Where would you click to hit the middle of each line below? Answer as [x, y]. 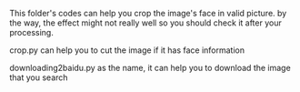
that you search [39, 77]
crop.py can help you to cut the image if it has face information [127, 50]
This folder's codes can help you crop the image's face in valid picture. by [148, 13]
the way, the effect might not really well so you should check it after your [145, 23]
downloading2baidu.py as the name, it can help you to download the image [150, 68]
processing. [32, 32]
